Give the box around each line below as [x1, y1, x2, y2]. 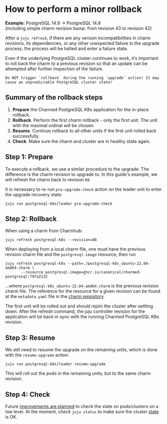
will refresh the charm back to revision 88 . [5, 176, 91, 182]
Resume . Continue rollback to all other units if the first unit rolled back [12, 128, 157, 134]
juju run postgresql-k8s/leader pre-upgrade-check [5, 201, 113, 206]
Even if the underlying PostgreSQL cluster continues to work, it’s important [5, 55, 159, 61]
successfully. [12, 133, 40, 139]
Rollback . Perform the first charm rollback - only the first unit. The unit [12, 117, 158, 123]
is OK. [5, 414, 17, 420]
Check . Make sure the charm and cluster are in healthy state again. [12, 138, 151, 144]
